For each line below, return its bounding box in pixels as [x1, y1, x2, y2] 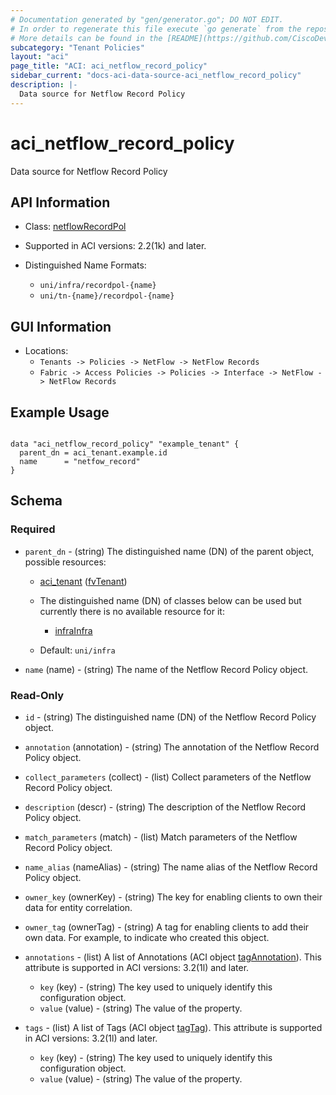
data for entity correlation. [24, 901, 133, 913]
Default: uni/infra [39, 644, 116, 656]
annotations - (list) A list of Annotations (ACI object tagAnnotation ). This [24, 951, 322, 963]
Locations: [24, 345, 69, 357]
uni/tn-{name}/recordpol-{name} [39, 291, 175, 301]
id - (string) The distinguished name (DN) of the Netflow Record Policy [24, 711, 317, 723]
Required [10, 522, 56, 536]
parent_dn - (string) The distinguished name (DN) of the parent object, [24, 545, 315, 557]
